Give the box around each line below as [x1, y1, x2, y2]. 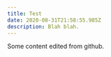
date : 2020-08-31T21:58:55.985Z [7, 17, 101, 24]
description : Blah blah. [7, 23, 80, 30]
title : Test [7, 10, 42, 17]
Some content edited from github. [7, 42, 105, 51]
